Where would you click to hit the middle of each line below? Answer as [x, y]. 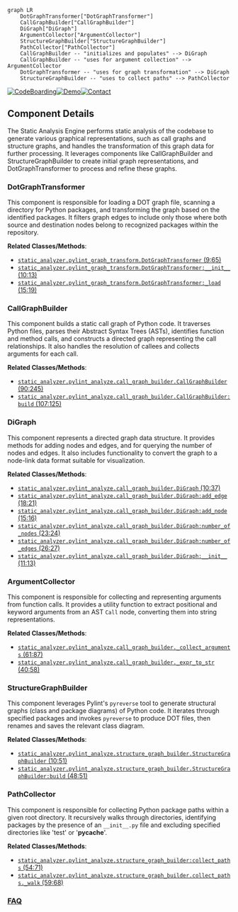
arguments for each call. [43, 354]
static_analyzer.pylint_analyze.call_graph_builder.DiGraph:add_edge [123, 496]
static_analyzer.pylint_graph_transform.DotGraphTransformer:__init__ [124, 268]
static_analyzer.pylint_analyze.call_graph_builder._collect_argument [124, 648]
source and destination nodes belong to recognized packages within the [113, 225]
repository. [23, 232]
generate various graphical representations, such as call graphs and [107, 138]
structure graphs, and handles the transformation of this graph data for [111, 146]
